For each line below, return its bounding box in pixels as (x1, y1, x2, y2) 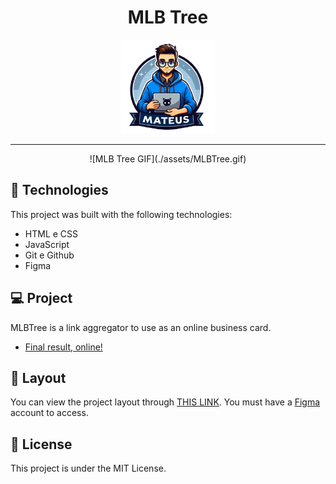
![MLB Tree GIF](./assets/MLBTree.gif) (89, 152, 247, 165)
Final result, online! (24, 341, 103, 353)
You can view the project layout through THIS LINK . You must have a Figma (10, 396, 321, 408)
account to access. (10, 407, 89, 419)
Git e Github (24, 249, 75, 261)
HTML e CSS (24, 227, 79, 240)
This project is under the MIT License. (10, 462, 167, 475)
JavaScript (24, 238, 70, 250)
